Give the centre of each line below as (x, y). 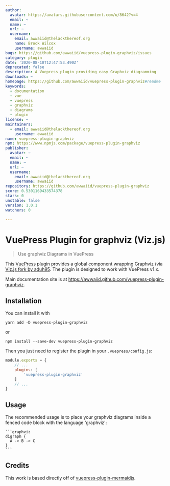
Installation (23, 301)
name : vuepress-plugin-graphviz (40, 139)
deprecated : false (25, 67)
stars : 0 (15, 196)
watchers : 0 (18, 210)
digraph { (16, 437)
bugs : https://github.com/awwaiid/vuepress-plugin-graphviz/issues (79, 53)
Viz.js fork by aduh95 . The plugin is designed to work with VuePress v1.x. (82, 269)
